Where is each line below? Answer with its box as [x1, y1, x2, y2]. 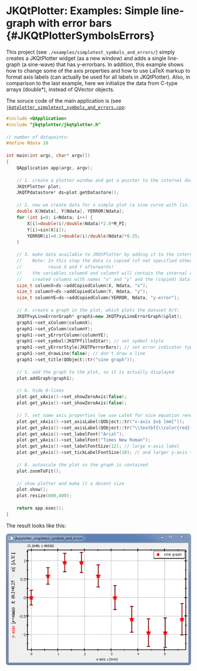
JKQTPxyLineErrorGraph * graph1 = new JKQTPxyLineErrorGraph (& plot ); [16, 313, 182, 319]
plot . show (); [16, 487, 49, 493]
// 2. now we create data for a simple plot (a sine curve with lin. [16, 202, 191, 208]
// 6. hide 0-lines [16, 388, 64, 394]
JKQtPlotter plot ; [16, 184, 62, 189]
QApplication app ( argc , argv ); [16, 165, 93, 171]
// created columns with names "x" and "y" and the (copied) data [16, 276, 191, 282]
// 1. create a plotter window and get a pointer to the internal [16, 177, 182, 183]
